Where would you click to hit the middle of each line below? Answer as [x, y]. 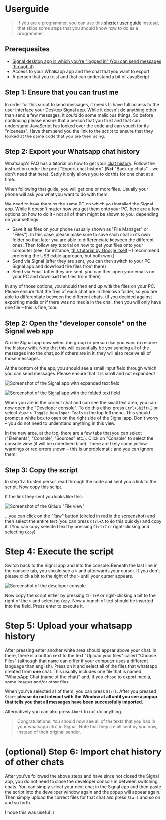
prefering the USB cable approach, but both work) [63, 256]
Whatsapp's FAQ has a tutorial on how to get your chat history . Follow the [80, 164]
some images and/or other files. [38, 682]
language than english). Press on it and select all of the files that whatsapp [81, 666]
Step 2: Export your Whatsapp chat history [73, 152]
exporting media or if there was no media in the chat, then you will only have [83, 302]
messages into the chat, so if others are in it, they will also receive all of [78, 353]
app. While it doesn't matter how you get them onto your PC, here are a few [82, 209]
